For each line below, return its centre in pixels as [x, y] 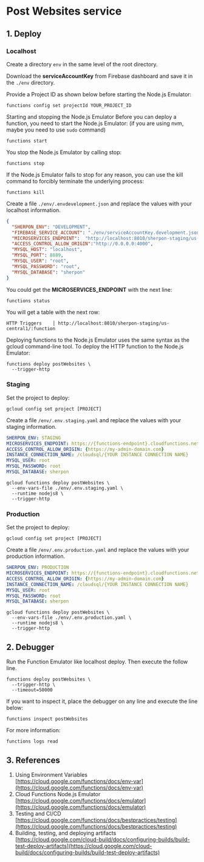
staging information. [31, 426]
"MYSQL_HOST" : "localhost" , [47, 250]
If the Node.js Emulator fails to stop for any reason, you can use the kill [95, 174]
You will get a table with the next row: [53, 312]
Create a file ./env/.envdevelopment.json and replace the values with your [99, 203]
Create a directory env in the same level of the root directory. [82, 64]
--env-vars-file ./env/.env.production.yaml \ [72, 618]
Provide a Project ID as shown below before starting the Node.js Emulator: [99, 94]
